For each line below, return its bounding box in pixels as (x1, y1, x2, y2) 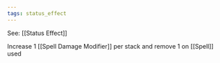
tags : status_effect (7, 10, 67, 17)
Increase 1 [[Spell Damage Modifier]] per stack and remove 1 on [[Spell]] (7, 42, 214, 50)
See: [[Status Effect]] (7, 29, 67, 37)
